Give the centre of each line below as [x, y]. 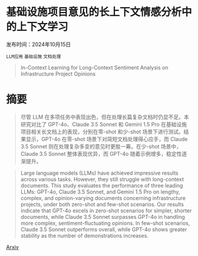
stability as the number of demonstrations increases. [85, 235]
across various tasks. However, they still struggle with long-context [102, 179]
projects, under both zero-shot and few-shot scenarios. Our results [102, 204]
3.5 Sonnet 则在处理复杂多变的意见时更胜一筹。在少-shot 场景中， [101, 146]
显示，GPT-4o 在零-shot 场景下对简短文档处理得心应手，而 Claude [107, 139]
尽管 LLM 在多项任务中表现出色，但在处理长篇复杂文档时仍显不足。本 [105, 117]
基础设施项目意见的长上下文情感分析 [94, 12]
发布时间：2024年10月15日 [39, 44]
